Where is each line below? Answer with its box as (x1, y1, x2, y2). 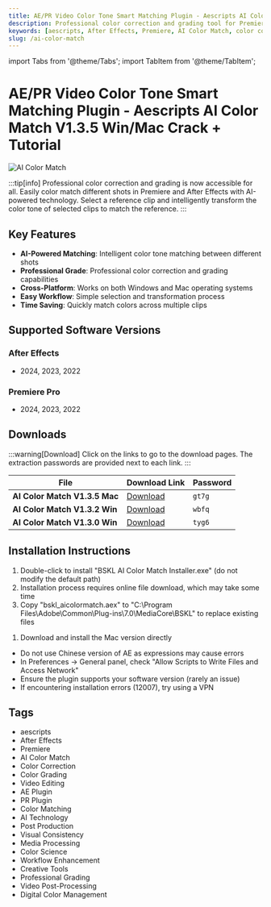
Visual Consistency (19, 830, 85, 839)
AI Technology (19, 813, 69, 822)
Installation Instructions (8, 544, 131, 558)
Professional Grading (19, 872, 90, 883)
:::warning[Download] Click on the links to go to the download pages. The (8, 449, 253, 459)
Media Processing (19, 838, 81, 848)
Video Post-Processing (19, 881, 97, 891)
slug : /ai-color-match (8, 34, 85, 43)
